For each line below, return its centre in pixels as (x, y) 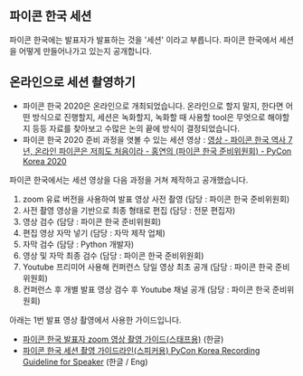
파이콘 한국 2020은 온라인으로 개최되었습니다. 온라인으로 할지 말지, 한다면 (153, 106)
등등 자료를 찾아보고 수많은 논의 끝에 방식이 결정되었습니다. (136, 128)
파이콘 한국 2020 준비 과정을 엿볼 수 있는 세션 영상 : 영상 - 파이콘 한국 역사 (154, 139)
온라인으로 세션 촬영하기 (72, 83)
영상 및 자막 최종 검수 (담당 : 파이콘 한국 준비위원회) (113, 255)
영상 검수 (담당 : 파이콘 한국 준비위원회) (91, 221)
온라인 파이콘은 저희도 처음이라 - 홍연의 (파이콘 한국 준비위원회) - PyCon (163, 151)
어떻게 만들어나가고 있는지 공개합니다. (85, 51)
